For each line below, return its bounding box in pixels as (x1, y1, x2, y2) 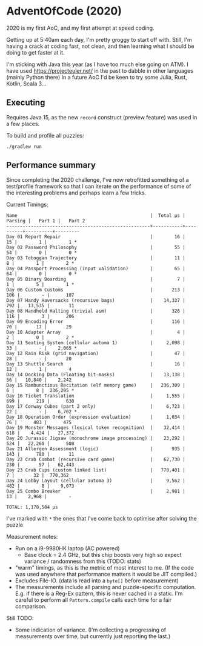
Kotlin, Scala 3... (6, 80, 47, 87)
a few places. (6, 120, 40, 127)
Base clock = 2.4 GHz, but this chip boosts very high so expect (24, 551, 182, 558)
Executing (6, 98, 45, 108)
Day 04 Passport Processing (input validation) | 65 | (6, 265, 186, 271)
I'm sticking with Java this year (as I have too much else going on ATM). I (6, 61, 189, 68)
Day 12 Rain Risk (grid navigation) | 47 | (6, 350, 186, 356)
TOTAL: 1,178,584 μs (6, 504, 59, 510)
